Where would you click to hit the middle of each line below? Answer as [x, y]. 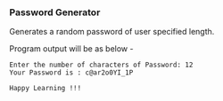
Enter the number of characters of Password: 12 [101, 65]
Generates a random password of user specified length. [112, 32]
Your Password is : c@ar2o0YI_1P [71, 73]
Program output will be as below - [71, 49]
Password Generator [55, 12]
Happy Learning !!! [45, 89]
